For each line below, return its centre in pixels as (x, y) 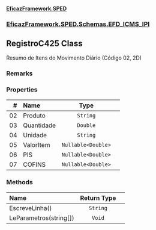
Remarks (19, 73)
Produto (34, 116)
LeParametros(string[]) (42, 218)
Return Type (98, 197)
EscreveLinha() (31, 208)
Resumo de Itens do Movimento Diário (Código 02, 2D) (74, 58)
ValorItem (37, 145)
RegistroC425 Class (44, 43)
